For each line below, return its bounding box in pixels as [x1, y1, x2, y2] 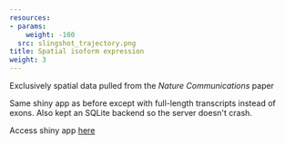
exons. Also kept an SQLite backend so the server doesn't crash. [9, 108, 253, 118]
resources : [9, 13, 51, 23]
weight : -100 [25, 30, 76, 39]
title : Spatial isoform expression [9, 47, 145, 56]
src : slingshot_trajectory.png [17, 38, 137, 48]
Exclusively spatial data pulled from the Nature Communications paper [9, 81, 275, 91]
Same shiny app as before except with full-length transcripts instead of [9, 98, 276, 109]
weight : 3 [9, 55, 47, 64]
